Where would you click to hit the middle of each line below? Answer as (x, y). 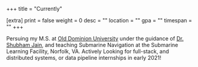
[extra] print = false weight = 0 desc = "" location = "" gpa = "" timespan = (99, 20)
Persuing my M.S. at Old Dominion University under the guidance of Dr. (95, 38)
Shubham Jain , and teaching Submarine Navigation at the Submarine (92, 45)
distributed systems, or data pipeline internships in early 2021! (84, 58)
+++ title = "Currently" (34, 9)
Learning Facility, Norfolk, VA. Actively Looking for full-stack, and (88, 51)
